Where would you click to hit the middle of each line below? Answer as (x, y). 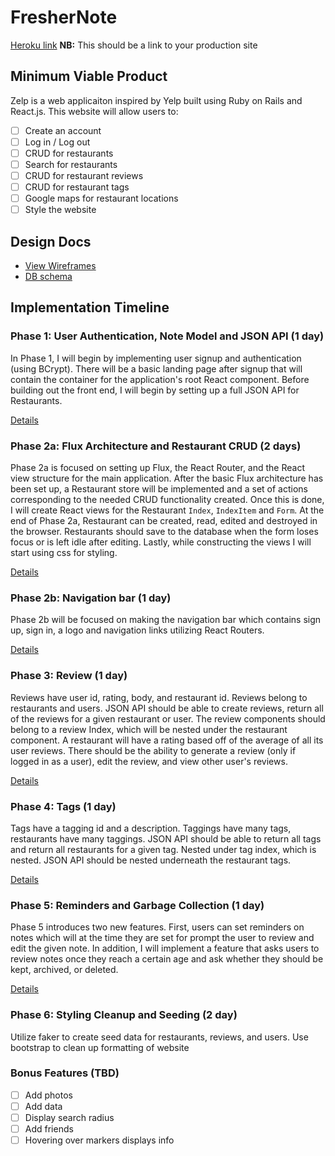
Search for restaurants (71, 164)
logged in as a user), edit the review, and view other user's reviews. (149, 761)
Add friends (49, 1129)
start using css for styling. (64, 553)
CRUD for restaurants (69, 153)
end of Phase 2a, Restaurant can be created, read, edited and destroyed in (164, 521)
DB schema (48, 277)
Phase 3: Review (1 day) (69, 676)
